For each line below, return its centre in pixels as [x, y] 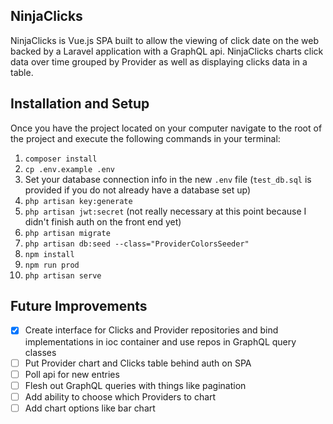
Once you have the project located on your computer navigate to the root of [166, 128]
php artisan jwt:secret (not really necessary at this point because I [165, 211]
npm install [49, 254]
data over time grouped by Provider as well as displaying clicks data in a [159, 61]
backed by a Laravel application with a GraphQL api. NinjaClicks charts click [167, 51]
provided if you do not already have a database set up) [138, 190]
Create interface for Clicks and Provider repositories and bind [151, 330]
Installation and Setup [80, 104]
